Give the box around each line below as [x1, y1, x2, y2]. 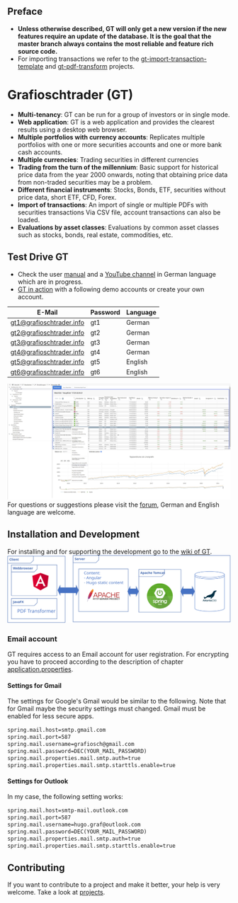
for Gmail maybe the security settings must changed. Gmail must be [7, 704, 206, 713]
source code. [17, 47, 58, 55]
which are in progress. [17, 277, 84, 286]
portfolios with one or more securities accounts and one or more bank [17, 140, 222, 149]
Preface [7, 6, 43, 18]
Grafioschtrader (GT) [7, 87, 133, 103]
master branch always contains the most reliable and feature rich [17, 39, 214, 48]
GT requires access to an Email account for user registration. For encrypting [7, 650, 229, 659]
